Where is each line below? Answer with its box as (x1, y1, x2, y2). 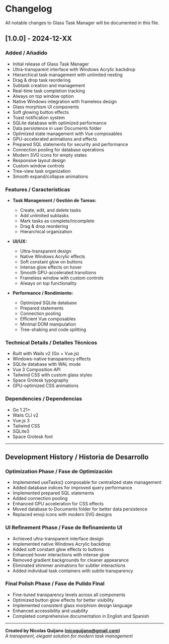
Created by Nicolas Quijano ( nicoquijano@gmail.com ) (5, 627, 120, 633)
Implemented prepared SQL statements (12, 490, 95, 496)
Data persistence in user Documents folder (12, 125, 102, 131)
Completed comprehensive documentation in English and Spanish (12, 613, 149, 619)
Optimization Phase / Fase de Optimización (5, 468, 113, 475)
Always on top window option (12, 93, 74, 99)
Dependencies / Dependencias (5, 395, 82, 402)
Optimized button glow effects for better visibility (12, 597, 114, 603)
